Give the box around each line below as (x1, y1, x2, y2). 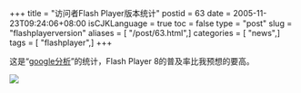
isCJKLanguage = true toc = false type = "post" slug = (87, 18, 293, 29)
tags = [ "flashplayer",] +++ (9, 37, 113, 48)
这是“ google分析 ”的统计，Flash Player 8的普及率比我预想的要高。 (9, 56, 255, 66)
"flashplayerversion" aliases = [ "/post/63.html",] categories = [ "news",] (9, 28, 280, 38)
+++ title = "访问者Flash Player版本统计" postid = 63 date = (9, 8, 232, 18)
